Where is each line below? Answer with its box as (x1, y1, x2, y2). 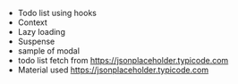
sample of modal (17, 46, 81, 56)
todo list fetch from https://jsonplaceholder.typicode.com (17, 55, 229, 65)
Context (17, 17, 47, 28)
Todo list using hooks (17, 8, 97, 18)
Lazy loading (17, 27, 65, 37)
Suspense (17, 36, 55, 46)
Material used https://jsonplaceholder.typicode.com (17, 64, 208, 75)
